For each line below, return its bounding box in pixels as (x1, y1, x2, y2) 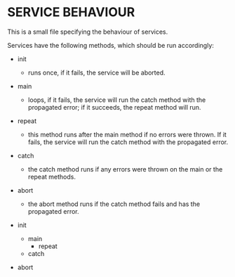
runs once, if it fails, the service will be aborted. (27, 68, 166, 77)
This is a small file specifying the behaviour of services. (7, 27, 168, 36)
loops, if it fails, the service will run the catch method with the (27, 96, 206, 104)
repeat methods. (27, 172, 76, 181)
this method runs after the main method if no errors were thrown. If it (27, 130, 227, 138)
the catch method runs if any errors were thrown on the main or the (27, 165, 223, 173)
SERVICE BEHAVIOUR (7, 4, 135, 20)
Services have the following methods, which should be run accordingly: (7, 41, 214, 49)
